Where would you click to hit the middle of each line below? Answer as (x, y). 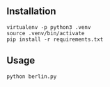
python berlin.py (32, 76)
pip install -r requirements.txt (55, 39)
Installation (31, 11)
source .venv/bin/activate (46, 33)
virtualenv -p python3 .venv (49, 27)
